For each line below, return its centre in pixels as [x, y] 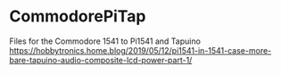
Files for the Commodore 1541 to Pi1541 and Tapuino [105, 41]
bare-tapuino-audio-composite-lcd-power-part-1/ [101, 60]
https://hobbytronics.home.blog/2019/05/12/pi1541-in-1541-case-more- [140, 50]
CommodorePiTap [78, 16]
